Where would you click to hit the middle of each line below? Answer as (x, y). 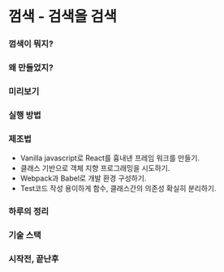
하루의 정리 (29, 211)
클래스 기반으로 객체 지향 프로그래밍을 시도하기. (95, 168)
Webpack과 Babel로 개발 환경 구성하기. (83, 178)
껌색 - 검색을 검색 (63, 17)
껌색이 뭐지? (31, 44)
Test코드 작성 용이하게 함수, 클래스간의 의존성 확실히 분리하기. (118, 189)
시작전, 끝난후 (34, 258)
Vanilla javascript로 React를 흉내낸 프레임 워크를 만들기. (110, 158)
